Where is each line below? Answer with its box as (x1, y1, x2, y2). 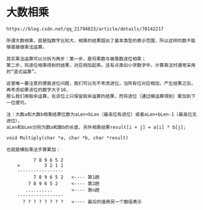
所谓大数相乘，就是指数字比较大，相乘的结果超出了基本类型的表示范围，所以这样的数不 (6, 38, 191, 44)
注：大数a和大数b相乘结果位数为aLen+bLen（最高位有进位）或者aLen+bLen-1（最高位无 (6, 111, 197, 117)
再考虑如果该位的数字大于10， (6, 87, 71, 93)
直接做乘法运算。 (10, 44, 47, 50)
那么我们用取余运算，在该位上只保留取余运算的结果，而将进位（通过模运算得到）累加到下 (6, 93, 196, 99)
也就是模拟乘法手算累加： (6, 146, 61, 153)
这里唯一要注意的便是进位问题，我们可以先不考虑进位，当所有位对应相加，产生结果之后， (6, 80, 196, 87)
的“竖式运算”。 (6, 68, 39, 74)
